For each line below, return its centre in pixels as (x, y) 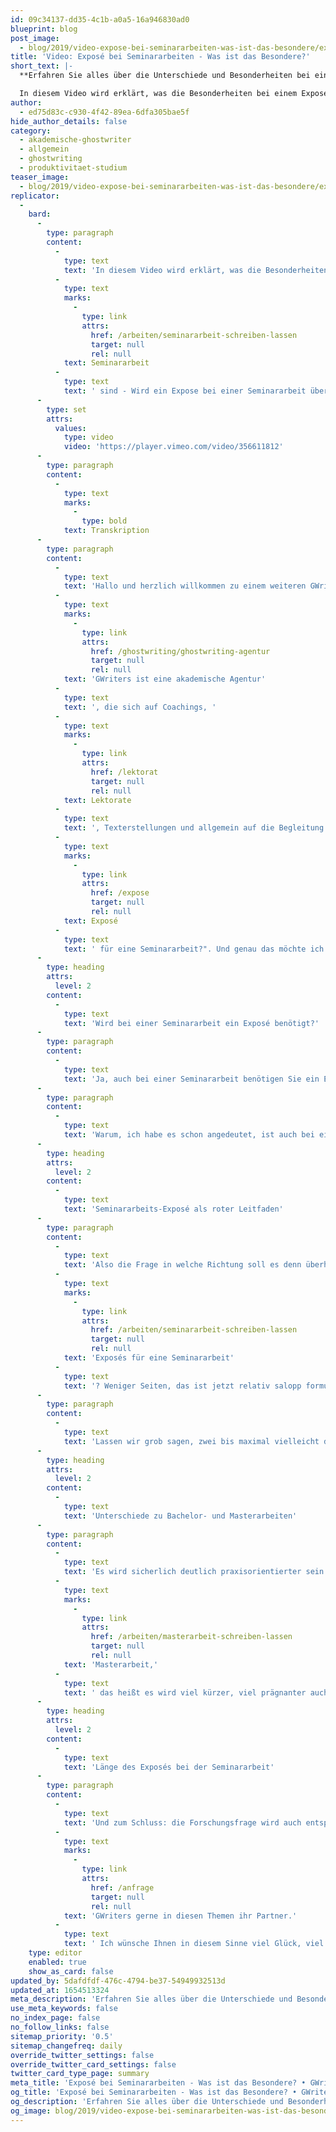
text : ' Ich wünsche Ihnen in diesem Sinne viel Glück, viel (194, 1944)
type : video (88, 437)
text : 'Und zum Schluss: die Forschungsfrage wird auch (182, 1822)
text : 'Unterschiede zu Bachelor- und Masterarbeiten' (180, 1516)
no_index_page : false (55, 2018)
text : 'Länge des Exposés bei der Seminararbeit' (169, 1767)
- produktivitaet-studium (73, 168)
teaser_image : (40, 177)
